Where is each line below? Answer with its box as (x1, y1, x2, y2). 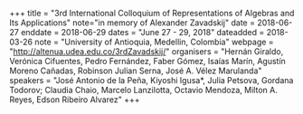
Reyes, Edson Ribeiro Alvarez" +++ (9, 94, 140, 105)
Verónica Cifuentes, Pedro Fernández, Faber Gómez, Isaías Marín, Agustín (9, 56, 287, 66)
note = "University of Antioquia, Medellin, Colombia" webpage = (34, 36, 274, 47)
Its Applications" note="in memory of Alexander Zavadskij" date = (9, 17, 256, 28)
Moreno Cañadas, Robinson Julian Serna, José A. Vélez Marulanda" (9, 65, 262, 76)
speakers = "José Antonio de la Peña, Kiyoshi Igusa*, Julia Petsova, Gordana (9, 75, 294, 85)
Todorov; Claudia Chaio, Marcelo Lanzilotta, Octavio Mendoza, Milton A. (9, 85, 278, 95)
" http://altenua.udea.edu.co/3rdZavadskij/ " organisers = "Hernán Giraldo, (9, 46, 284, 57)
